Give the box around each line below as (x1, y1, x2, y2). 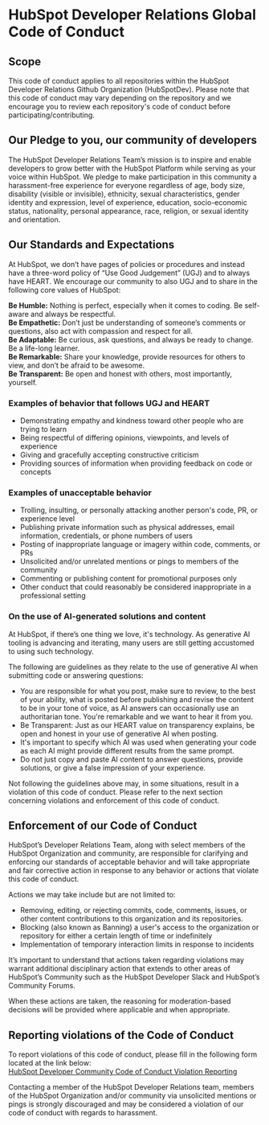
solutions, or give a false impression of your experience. (19, 762, 206, 773)
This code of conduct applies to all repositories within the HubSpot (8, 76, 230, 85)
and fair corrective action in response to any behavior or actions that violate (8, 866, 259, 876)
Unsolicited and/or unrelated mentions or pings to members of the (19, 556, 239, 566)
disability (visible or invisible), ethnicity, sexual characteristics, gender (8, 189, 240, 199)
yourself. (8, 377, 38, 387)
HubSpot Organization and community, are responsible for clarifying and (8, 848, 249, 858)
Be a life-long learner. (8, 343, 80, 353)
